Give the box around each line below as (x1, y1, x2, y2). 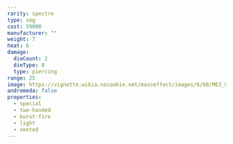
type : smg (7, 17, 36, 24)
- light (13, 119, 36, 127)
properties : (7, 94, 42, 101)
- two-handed (13, 107, 51, 114)
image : (7, 81, 26, 88)
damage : (7, 49, 30, 56)
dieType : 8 (13, 62, 45, 69)
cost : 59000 (7, 23, 42, 30)
